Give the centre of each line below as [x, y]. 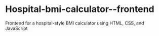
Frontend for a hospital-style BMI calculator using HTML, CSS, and [75, 23]
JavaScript [16, 28]
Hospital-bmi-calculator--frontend [80, 9]
